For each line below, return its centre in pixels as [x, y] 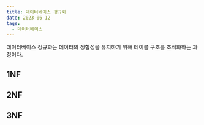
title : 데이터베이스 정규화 [36, 12]
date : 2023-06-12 [28, 18]
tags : [13, 23]
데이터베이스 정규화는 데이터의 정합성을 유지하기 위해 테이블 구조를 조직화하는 [99, 47]
